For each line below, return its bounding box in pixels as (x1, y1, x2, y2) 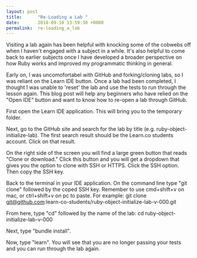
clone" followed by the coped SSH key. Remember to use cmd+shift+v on (6, 186, 184, 193)
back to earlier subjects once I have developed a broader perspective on (6, 54, 182, 61)
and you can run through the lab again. (6, 245, 100, 252)
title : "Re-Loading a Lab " (6, 14, 88, 20)
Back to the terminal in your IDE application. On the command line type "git (6, 180, 188, 187)
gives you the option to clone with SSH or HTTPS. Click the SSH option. (6, 162, 179, 169)
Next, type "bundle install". (6, 227, 71, 234)
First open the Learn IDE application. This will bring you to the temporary (6, 108, 182, 115)
